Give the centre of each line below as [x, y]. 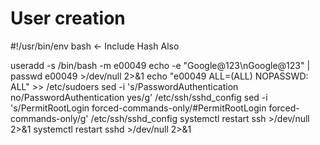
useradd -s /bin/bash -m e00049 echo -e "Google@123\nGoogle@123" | [160, 65]
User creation [68, 18]
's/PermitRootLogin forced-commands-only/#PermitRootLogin [138, 108]
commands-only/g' [49, 118]
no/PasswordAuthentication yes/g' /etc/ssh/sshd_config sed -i [139, 97]
